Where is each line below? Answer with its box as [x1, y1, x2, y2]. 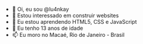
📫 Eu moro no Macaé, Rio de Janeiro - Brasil [12, 32, 125, 38]
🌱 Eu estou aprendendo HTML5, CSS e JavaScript [12, 18, 138, 25]
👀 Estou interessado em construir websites [12, 12, 119, 19]
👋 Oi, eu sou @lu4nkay [12, 6, 70, 12]
